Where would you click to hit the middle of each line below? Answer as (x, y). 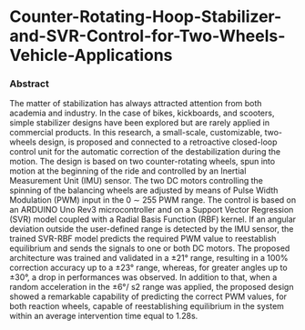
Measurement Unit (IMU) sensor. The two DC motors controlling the (137, 181)
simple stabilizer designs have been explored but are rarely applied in (140, 123)
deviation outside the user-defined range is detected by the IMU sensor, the (152, 229)
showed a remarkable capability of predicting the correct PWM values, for (148, 296)
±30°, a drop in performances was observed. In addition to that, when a (143, 277)
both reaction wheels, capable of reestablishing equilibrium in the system (147, 306)
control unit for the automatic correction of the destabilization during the (145, 152)
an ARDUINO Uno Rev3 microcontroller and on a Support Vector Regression (152, 210)
